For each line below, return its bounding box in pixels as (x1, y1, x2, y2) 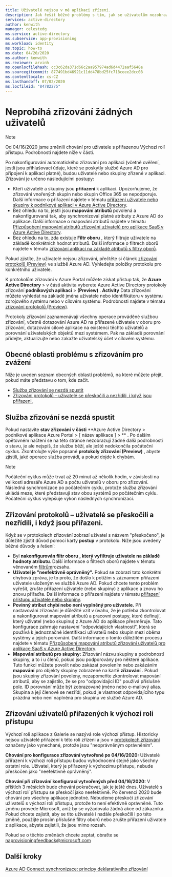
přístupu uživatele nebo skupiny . (12, 596, 82, 602)
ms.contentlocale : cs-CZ (5, 74, 58, 80)
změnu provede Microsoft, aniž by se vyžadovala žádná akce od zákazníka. (5, 805, 165, 811)
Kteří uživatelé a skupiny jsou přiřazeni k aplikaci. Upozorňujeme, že (12, 185, 158, 191)
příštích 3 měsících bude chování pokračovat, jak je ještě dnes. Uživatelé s (5, 784, 163, 790)
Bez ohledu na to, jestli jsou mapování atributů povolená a (12, 207, 137, 213)
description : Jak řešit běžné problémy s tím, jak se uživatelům (5, 12, 147, 17)
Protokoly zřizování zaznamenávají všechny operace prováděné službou (5, 314, 158, 320)
